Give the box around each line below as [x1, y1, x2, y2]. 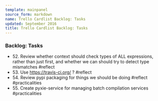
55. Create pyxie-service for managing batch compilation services [12, 85, 149, 91]
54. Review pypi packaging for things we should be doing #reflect [12, 75, 148, 81]
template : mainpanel [5, 7, 48, 12]
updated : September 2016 [5, 21, 57, 26]
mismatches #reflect [12, 64, 55, 70]
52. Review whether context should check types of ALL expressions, [12, 53, 154, 60]
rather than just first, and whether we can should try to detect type [12, 59, 150, 65]
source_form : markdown [5, 12, 52, 17]
